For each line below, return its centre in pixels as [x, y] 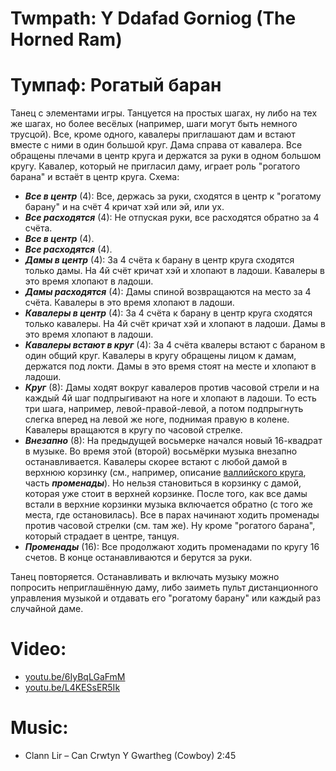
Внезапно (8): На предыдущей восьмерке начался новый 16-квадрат [173, 441]
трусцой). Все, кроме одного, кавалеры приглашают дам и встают [153, 134]
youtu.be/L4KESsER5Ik [72, 688]
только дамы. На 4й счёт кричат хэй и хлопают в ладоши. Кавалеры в [174, 271]
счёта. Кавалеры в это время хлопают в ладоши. [129, 303]
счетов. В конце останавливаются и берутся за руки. [138, 558]
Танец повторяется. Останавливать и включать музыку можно [145, 577]
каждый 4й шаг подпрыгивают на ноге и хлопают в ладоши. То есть [170, 398]
